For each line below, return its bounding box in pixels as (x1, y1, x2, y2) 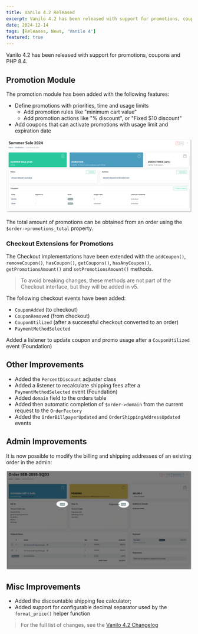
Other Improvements (6, 360, 84, 370)
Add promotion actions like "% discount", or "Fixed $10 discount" (23, 114, 182, 121)
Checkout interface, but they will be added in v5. (20, 283, 139, 290)
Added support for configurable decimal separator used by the (14, 604, 167, 611)
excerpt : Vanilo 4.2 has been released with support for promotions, (6, 15, 181, 22)
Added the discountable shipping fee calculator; (14, 597, 131, 604)
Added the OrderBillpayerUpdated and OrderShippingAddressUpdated (14, 413, 181, 420)
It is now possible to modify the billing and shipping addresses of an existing (6, 452, 192, 460)
